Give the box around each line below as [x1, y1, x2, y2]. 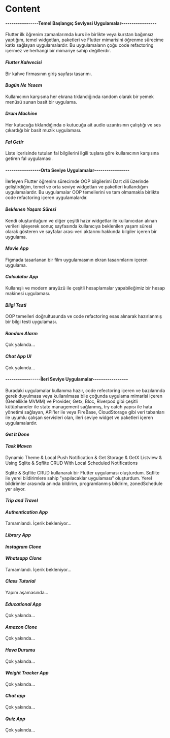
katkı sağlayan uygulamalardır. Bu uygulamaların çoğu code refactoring [5, 42, 154, 48]
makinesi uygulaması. [5, 291, 51, 297]
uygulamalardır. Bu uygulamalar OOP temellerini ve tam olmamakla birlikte [5, 189, 160, 196]
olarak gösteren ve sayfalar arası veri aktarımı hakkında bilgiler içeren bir [5, 228, 157, 234]
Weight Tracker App [5, 670, 49, 676]
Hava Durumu [5, 647, 36, 653]
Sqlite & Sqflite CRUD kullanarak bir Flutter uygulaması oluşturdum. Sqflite [5, 469, 160, 475]
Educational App [5, 601, 42, 607]
